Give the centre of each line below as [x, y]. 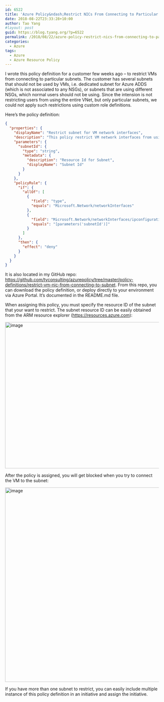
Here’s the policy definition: [32, 115]
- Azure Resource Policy [35, 60]
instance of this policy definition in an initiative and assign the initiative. [76, 694]
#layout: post [20, 28]
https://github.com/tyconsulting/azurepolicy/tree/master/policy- [69, 280]
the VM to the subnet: [27, 481]
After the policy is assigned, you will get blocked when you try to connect [79, 475]
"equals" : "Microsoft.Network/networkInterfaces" [82, 206]
